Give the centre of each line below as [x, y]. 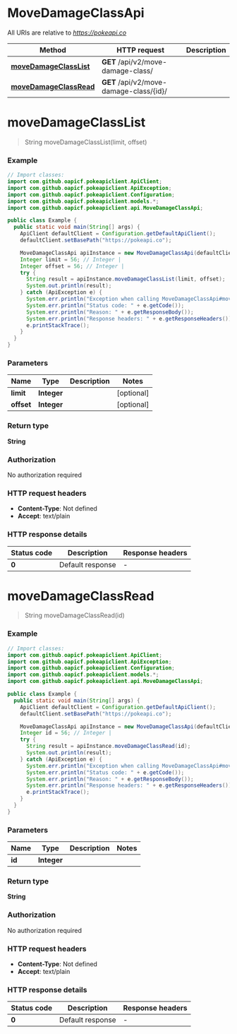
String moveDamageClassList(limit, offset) [86, 142]
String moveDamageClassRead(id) [74, 615]
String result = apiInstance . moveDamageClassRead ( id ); [108, 747]
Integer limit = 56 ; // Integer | [71, 259]
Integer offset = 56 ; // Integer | [72, 266]
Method [53, 49]
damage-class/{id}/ [134, 91]
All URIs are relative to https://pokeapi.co [67, 32]
